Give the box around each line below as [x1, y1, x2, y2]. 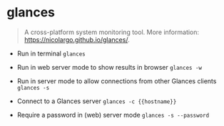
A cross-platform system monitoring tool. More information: [24, 28, 200, 36]
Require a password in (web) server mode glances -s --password [16, 110, 210, 119]
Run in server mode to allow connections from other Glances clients [16, 76, 217, 85]
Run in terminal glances [16, 49, 86, 58]
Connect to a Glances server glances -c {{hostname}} [16, 97, 177, 105]
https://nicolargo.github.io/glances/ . [24, 35, 130, 43]
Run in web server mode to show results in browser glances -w [16, 63, 203, 71]
